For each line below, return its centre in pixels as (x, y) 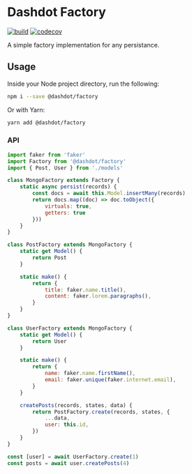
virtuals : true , (68, 206)
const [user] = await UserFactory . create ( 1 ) (73, 457)
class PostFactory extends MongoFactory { (70, 245)
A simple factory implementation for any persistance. (83, 45)
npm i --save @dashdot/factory (53, 96)
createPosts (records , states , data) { (76, 405)
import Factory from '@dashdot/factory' (67, 161)
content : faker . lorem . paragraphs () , (98, 296)
